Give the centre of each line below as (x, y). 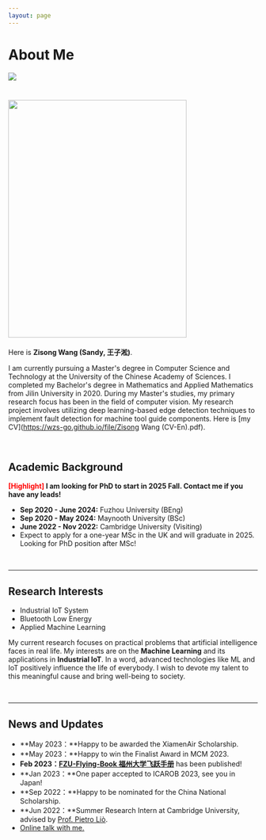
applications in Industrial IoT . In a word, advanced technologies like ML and (132, 659)
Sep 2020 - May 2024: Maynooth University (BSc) (103, 518)
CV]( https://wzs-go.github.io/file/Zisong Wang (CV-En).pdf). (107, 427)
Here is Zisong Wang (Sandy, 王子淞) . (70, 352)
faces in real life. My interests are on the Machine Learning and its (117, 651)
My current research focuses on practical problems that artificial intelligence (133, 643)
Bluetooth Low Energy (56, 619)
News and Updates (56, 724)
